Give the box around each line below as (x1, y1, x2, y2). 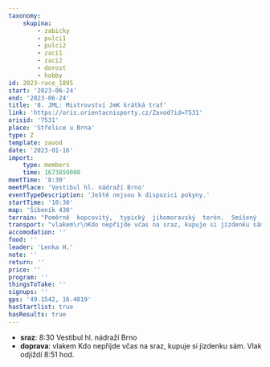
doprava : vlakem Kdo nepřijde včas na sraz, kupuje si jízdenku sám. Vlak (19, 340, 262, 350)
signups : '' (8, 288, 48, 296)
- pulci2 (37, 42, 67, 50)
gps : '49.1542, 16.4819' (8, 296, 92, 304)
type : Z (8, 131, 35, 139)
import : (8, 153, 35, 161)
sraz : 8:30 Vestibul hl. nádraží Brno (19, 332, 137, 342)
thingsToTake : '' (8, 280, 67, 289)
